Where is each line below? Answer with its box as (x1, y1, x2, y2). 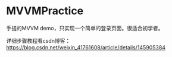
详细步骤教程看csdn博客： (6, 37, 71, 44)
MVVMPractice (6, 4, 84, 18)
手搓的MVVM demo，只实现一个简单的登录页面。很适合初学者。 (6, 24, 164, 31)
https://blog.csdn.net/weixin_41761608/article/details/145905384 (6, 43, 165, 51)
